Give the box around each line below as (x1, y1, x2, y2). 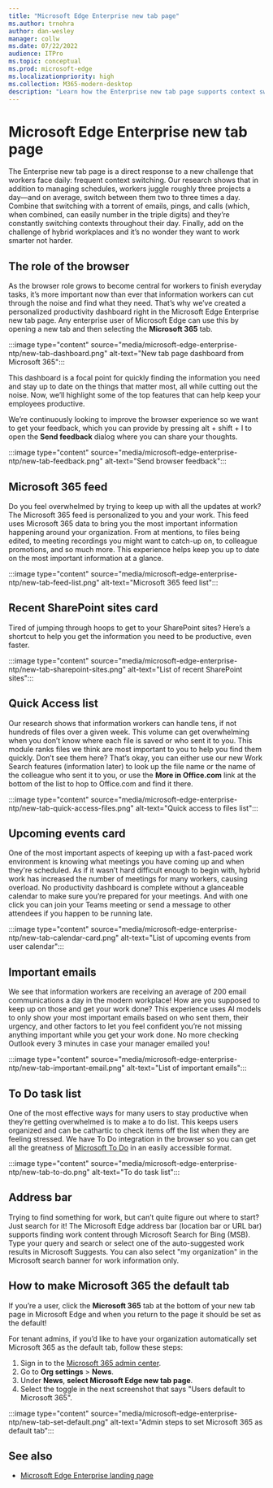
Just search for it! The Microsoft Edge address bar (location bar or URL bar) (8, 1220, 262, 1230)
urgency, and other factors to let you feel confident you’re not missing (8, 1021, 242, 1031)
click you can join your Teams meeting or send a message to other (8, 900, 232, 910)
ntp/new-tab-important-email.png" (8, 1063, 125, 1073)
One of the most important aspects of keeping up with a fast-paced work (8, 848, 253, 858)
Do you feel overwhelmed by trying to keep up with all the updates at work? (8, 501, 262, 511)
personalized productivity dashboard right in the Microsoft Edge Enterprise (8, 307, 259, 317)
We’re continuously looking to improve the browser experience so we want (8, 415, 258, 424)
